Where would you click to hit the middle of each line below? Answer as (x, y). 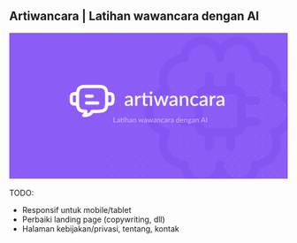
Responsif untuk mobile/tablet (76, 210)
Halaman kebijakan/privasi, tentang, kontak (100, 229)
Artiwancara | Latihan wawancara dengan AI (134, 16)
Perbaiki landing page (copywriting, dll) (93, 220)
